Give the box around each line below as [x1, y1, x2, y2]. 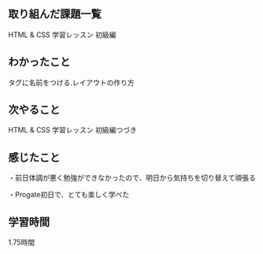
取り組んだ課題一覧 [8, 7, 102, 21]
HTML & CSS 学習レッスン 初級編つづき [8, 125, 137, 135]
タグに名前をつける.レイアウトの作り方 [8, 77, 135, 87]
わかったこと [8, 55, 71, 69]
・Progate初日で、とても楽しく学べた [8, 190, 130, 200]
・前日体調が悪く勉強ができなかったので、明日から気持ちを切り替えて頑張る [8, 173, 256, 183]
